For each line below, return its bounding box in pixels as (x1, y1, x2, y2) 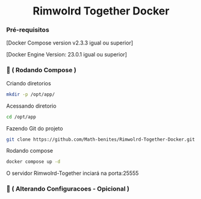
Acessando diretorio (6, 102, 57, 109)
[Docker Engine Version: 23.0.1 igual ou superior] (6, 51, 128, 58)
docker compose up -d (6, 159, 61, 165)
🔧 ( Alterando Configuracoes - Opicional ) (6, 185, 129, 193)
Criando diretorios (6, 79, 51, 87)
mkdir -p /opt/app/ (6, 91, 55, 97)
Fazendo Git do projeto (6, 124, 63, 132)
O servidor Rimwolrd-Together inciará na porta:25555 (6, 170, 139, 177)
